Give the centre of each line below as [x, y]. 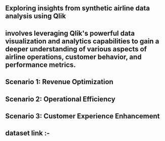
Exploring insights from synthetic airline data [78, 8]
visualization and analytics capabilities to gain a [82, 41]
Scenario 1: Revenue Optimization [59, 82]
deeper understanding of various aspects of [76, 49]
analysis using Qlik [36, 16]
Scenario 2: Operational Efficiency [60, 99]
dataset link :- [27, 133]
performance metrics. [41, 65]
